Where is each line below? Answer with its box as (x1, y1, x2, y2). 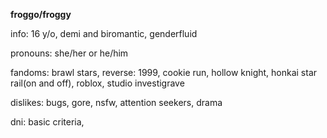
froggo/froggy (10, 9, 72, 20)
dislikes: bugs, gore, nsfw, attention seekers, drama (10, 97, 223, 108)
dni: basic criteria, (10, 116, 85, 128)
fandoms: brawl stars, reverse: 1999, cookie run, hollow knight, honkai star (10, 67, 318, 78)
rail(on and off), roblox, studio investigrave (10, 77, 185, 89)
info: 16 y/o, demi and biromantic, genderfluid (10, 28, 198, 39)
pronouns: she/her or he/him (10, 47, 129, 59)
